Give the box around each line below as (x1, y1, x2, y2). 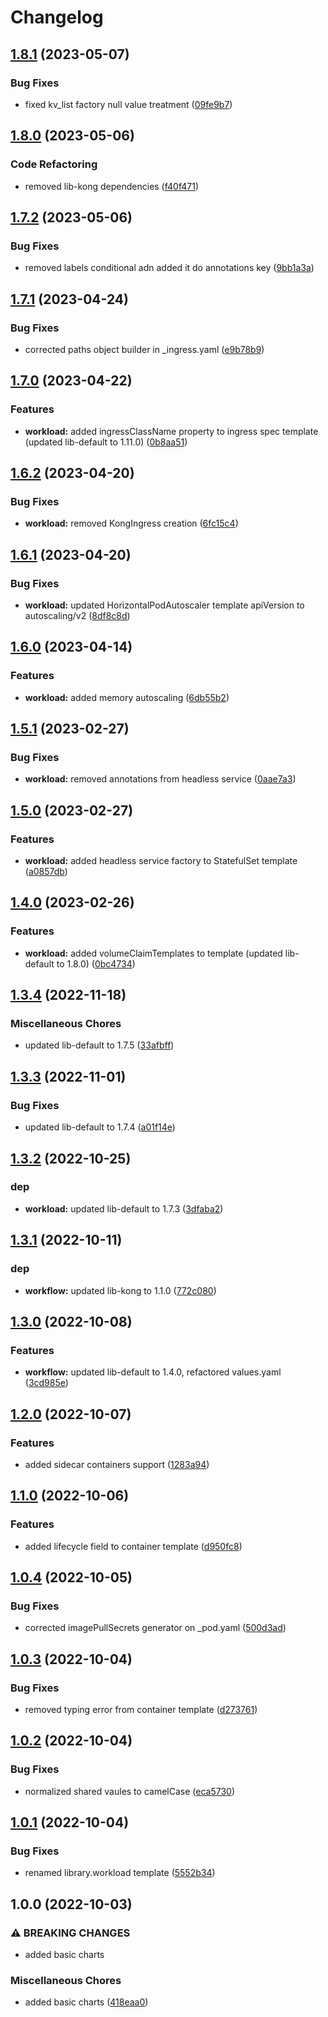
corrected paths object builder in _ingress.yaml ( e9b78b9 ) (24, 343, 265, 355)
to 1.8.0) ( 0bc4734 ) (56, 957, 136, 970)
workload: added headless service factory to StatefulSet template (24, 855, 298, 867)
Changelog (10, 6, 104, 29)
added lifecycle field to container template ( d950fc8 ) (24, 1540, 243, 1552)
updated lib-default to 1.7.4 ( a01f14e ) (24, 1121, 176, 1133)
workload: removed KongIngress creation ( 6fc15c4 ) (24, 517, 239, 530)
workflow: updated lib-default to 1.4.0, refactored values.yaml (24, 1366, 282, 1378)
